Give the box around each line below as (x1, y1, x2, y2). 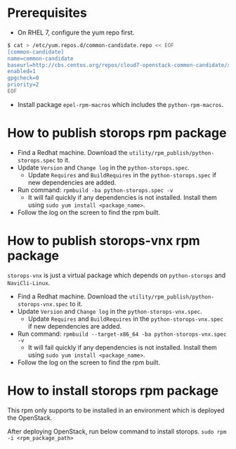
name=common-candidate (7, 55, 74, 62)
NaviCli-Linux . (7, 278, 51, 286)
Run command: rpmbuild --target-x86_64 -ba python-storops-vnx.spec (17, 329, 227, 338)
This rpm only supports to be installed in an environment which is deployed (7, 406, 225, 415)
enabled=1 (7, 68, 37, 75)
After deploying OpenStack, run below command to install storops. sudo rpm (7, 427, 227, 436)
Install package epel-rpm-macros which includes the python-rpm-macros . (17, 100, 224, 108)
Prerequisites (7, 5, 88, 21)
